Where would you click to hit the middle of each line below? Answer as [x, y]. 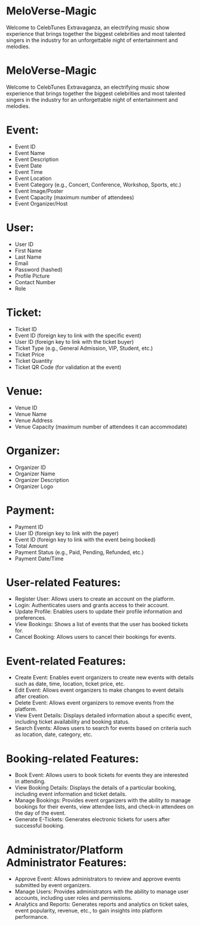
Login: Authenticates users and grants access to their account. [92, 605]
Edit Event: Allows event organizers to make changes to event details [99, 690]
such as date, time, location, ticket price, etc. [70, 684]
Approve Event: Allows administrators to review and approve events [98, 879]
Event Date [28, 166]
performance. [32, 917]
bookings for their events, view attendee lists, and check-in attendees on [104, 807]
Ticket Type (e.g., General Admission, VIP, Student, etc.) [84, 348]
